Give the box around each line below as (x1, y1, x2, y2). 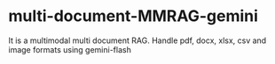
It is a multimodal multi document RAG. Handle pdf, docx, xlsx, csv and (8, 35, 267, 46)
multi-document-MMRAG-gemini (8, 6, 259, 26)
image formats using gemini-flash (8, 44, 132, 54)
